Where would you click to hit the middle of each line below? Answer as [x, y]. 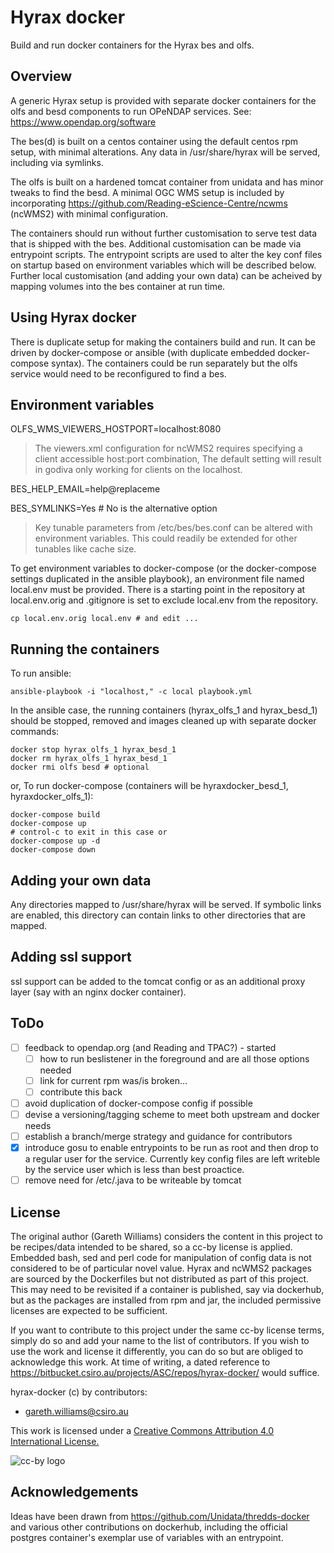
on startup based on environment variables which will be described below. [163, 265]
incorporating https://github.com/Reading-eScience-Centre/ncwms [149, 203]
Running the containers [85, 649]
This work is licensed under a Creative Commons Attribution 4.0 [142, 1430]
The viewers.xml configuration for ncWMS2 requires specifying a [168, 448]
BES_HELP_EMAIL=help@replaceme [85, 489]
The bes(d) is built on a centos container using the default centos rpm [154, 141]
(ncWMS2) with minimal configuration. [89, 213]
